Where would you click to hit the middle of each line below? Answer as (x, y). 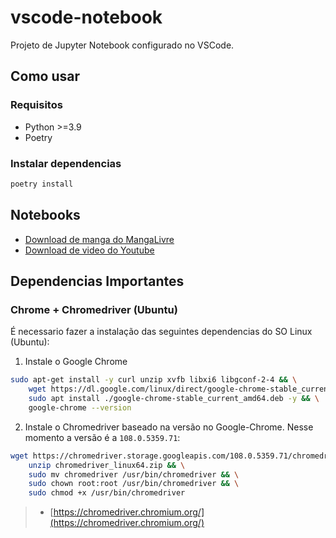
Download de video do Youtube (89, 250)
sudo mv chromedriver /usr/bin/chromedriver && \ (134, 474)
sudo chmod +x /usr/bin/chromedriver (107, 493)
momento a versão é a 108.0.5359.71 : (102, 437)
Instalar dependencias (66, 163)
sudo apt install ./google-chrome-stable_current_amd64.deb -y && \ (174, 399)
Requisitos (36, 105)
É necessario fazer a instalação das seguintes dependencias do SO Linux (161, 332)
